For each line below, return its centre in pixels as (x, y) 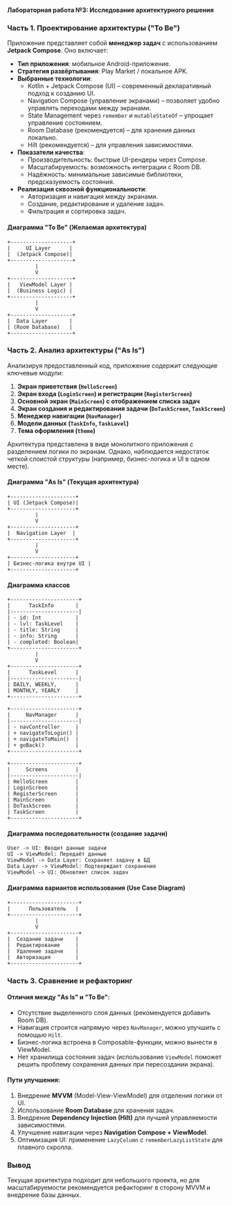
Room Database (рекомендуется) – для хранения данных (111, 130)
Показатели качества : (51, 153)
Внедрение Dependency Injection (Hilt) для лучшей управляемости (117, 1117)
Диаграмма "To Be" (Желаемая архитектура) (77, 227)
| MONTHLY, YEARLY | (43, 691)
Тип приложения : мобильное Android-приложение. (94, 64)
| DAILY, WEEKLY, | (43, 685)
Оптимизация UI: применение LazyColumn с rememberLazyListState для (120, 1139)
